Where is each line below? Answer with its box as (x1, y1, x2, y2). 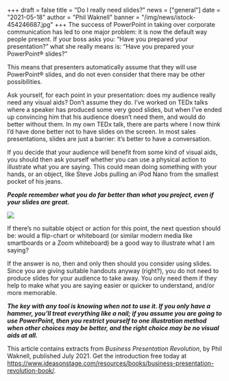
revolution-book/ (7, 367, 55, 374)
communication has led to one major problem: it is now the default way (7, 28, 208, 36)
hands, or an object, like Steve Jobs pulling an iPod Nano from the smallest (7, 170, 219, 178)
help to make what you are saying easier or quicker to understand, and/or (7, 281, 215, 290)
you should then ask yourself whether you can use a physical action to (7, 155, 207, 164)
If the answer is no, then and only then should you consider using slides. (7, 259, 212, 268)
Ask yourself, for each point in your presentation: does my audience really (7, 91, 216, 99)
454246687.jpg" (7, 21, 53, 28)
